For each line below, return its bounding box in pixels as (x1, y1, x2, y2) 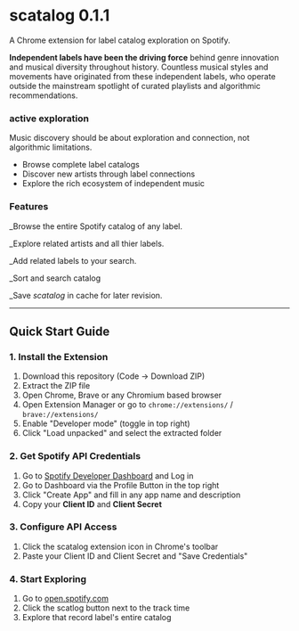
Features (9, 201, 49, 213)
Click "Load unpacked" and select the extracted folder (21, 428, 222, 438)
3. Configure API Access (9, 520, 117, 533)
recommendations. (9, 90, 78, 101)
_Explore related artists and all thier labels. (9, 238, 165, 249)
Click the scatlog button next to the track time (21, 602, 190, 613)
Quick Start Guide (9, 324, 110, 339)
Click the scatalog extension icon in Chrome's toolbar (21, 541, 219, 552)
